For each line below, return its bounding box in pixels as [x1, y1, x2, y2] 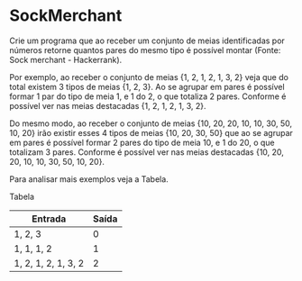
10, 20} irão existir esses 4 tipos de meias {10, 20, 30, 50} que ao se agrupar [9, 127, 293, 138]
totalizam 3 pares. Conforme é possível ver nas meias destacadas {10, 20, [9, 146, 284, 158]
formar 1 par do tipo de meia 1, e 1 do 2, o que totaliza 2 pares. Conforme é [9, 91, 287, 102]
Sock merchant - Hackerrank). [9, 54, 123, 65]
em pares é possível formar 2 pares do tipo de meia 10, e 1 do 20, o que [9, 137, 275, 148]
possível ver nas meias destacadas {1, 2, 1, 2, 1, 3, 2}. [9, 100, 206, 111]
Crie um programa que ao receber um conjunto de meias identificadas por [9, 35, 286, 46]
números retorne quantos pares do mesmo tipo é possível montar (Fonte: [9, 44, 281, 55]
